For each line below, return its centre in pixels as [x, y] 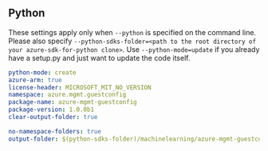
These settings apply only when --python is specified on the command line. [132, 32]
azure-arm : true [35, 80]
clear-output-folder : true [53, 117]
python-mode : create [43, 72]
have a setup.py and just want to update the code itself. [99, 58]
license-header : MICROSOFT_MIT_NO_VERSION [80, 87]
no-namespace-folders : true [55, 131]
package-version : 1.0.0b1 [51, 110]
